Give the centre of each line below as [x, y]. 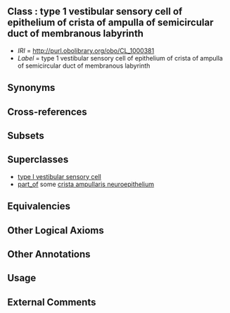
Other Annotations [49, 254]
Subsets [26, 136]
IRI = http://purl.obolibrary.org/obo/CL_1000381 [86, 50]
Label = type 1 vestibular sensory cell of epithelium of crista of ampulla [120, 58]
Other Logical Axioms [56, 230]
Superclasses [38, 160]
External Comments [52, 302]
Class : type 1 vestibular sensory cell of [95, 12]
